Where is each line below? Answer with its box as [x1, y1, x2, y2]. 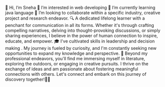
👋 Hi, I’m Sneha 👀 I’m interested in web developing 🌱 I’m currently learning [5, 5, 156, 10]
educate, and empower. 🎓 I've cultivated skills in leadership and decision [5, 38, 155, 44]
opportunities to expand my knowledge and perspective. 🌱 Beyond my [5, 50, 148, 56]
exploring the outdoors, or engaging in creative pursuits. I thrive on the [5, 61, 149, 66]
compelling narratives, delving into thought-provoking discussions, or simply [5, 27, 161, 33]
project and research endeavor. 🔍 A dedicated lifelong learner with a [5, 15, 145, 21]
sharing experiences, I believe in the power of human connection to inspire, [5, 33, 158, 39]
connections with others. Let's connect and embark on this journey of [5, 71, 147, 77]
